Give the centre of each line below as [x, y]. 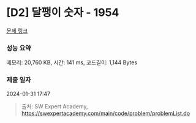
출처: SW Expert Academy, [55, 106]
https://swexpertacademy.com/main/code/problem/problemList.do [106, 113]
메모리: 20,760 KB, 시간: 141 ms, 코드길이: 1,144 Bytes [72, 62]
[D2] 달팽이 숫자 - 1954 [63, 13]
